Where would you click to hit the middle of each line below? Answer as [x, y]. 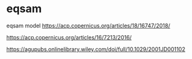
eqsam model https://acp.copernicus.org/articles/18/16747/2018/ [88, 26]
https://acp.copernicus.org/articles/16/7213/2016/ [69, 37]
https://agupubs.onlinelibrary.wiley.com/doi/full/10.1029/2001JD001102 [96, 49]
